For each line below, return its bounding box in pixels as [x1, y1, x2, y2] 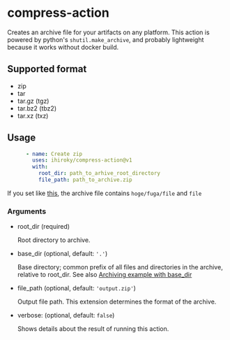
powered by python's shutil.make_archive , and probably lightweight [7, 35, 204, 43]
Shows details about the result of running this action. [17, 325, 169, 333]
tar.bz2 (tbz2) [17, 104, 57, 113]
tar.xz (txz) [17, 111, 49, 120]
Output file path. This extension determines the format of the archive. [17, 297, 217, 306]
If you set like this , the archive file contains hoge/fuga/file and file [7, 189, 202, 197]
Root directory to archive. [17, 236, 91, 244]
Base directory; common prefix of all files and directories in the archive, [17, 263, 223, 271]
